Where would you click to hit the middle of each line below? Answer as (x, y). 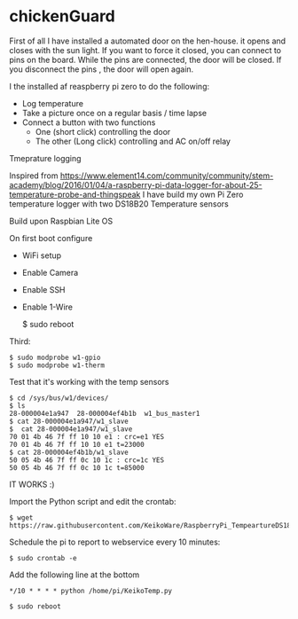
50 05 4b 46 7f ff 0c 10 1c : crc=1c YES (87, 460)
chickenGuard (62, 16)
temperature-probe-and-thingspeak (75, 194)
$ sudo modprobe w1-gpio (55, 357)
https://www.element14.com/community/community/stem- (167, 176)
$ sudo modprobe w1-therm (57, 365)
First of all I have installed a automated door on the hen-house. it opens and (148, 41)
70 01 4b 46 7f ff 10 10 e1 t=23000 (77, 444)
